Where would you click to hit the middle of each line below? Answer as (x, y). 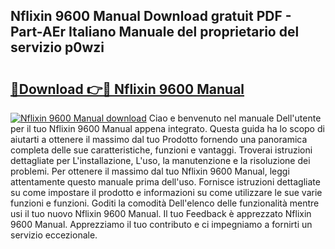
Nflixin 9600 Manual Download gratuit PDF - (151, 16)
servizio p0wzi (57, 47)
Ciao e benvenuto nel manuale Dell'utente (235, 118)
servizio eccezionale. (54, 235)
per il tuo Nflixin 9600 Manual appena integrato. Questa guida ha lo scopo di (167, 128)
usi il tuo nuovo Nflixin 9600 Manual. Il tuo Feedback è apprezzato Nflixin (161, 213)
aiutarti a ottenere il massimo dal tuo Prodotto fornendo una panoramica (159, 139)
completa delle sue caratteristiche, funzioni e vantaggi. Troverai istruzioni (161, 150)
